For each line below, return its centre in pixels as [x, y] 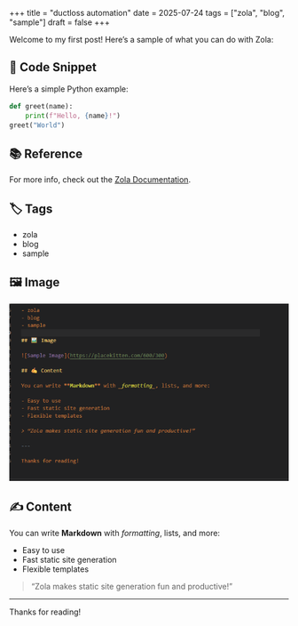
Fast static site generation [69, 559]
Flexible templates [55, 569]
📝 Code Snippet [53, 67]
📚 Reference [46, 153]
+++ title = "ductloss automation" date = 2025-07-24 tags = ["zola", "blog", [147, 13]
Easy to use [43, 550]
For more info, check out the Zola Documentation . [100, 180]
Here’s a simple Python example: [69, 89]
